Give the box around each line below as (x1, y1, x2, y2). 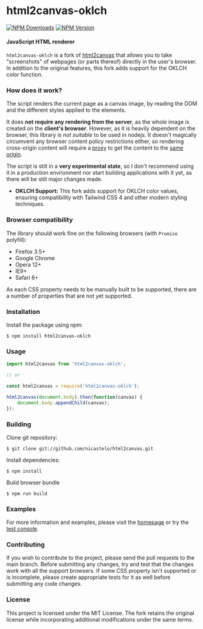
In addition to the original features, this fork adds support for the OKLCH (6, 65, 187, 72)
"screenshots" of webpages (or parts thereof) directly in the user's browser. (6, 58, 197, 65)
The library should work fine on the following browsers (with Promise (6, 230, 178, 237)
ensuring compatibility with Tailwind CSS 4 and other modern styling (15, 194, 187, 202)
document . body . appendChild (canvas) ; (17, 399, 111, 406)
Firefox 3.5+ (15, 248, 46, 255)
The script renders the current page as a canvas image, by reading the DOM (6, 100, 198, 107)
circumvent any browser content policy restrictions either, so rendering (6, 138, 184, 145)
